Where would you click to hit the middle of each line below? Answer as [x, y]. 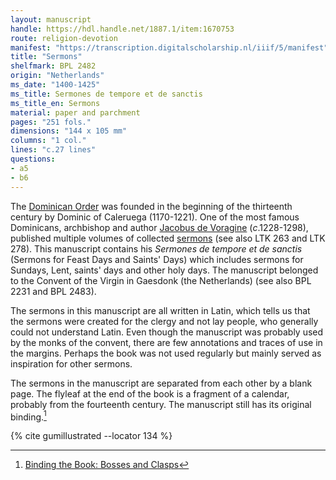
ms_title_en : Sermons [55, 103]
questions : [33, 159]
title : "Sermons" [46, 57]
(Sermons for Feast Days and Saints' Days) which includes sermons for [157, 259]
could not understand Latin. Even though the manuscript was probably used [167, 332]
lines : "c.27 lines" [53, 150]
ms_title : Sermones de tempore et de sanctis [106, 94]
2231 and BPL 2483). [53, 291]
